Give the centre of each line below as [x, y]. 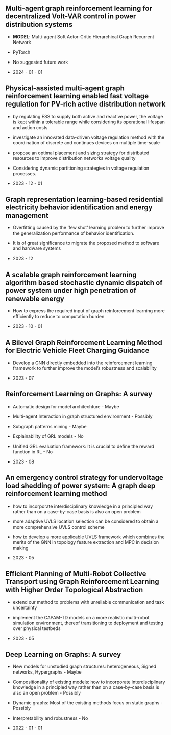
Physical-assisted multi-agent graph [65, 88]
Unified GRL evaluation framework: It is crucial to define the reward [83, 446]
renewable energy [35, 298]
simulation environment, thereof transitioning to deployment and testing [88, 623]
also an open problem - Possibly [47, 693]
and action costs [30, 127]
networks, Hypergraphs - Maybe [47, 672]
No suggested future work [40, 62]
